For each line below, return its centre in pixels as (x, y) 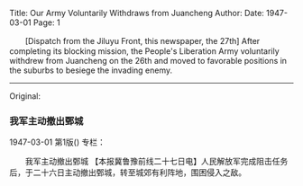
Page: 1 (46, 22)
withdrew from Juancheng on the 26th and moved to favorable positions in (148, 61)
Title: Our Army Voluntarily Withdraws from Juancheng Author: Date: (137, 13)
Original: (25, 96)
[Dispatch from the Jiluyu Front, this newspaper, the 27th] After (142, 41)
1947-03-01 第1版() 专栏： (58, 142)
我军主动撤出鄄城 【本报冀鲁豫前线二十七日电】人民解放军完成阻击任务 (156, 162)
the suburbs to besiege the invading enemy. (91, 70)
